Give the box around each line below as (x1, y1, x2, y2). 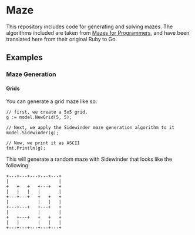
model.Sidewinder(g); (6, 130, 59, 136)
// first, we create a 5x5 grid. (6, 110, 88, 115)
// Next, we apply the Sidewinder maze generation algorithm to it (6, 125, 175, 131)
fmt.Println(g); (6, 145, 46, 151)
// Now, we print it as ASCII (6, 140, 80, 146)
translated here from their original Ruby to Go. (6, 35, 117, 42)
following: (6, 162, 30, 169)
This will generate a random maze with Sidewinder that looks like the (6, 155, 172, 163)
